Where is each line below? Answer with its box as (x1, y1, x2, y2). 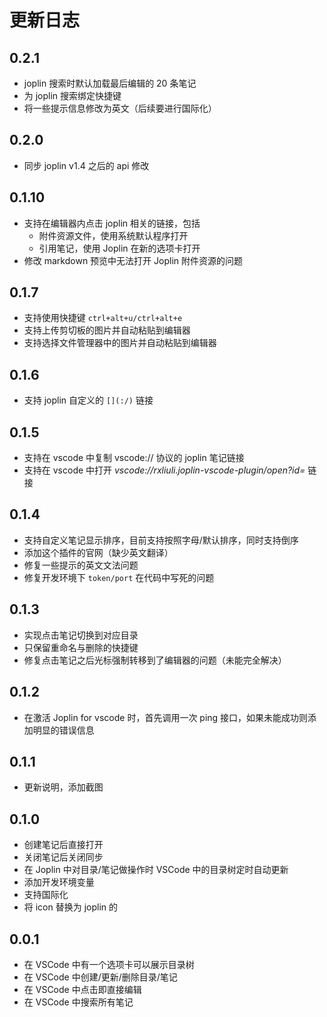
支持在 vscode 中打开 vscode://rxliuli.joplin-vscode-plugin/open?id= (23, 464, 306, 476)
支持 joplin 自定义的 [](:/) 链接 (23, 394, 154, 406)
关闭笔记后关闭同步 (23, 851, 104, 863)
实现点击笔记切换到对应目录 (23, 629, 139, 641)
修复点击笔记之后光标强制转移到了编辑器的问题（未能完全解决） (23, 654, 287, 666)
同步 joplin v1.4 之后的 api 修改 (23, 159, 150, 171)
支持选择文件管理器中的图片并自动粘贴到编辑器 (23, 337, 217, 349)
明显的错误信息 (32, 724, 95, 736)
